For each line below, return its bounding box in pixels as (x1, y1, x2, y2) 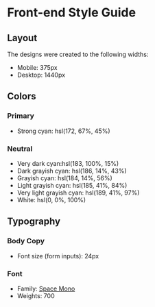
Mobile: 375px (16, 64, 58, 71)
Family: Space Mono (16, 284, 75, 293)
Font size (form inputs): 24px (16, 251, 99, 260)
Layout (7, 32, 38, 44)
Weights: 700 (16, 291, 55, 299)
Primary (7, 111, 34, 121)
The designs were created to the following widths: (7, 50, 149, 58)
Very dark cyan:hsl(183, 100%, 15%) (16, 159, 119, 167)
